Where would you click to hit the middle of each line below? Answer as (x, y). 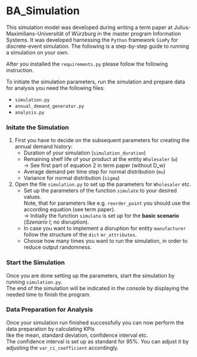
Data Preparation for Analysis (50, 310)
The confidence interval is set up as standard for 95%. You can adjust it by (97, 341)
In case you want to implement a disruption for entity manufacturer (105, 229)
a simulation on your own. (38, 52)
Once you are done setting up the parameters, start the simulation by (90, 275)
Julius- (182, 27)
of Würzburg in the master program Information (123, 33)
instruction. (20, 70)
